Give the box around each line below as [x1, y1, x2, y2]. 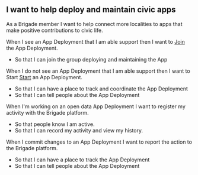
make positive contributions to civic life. [6, 27, 103, 34]
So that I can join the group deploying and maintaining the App [14, 56, 168, 63]
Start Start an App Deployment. [6, 73, 83, 80]
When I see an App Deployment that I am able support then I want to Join [6, 38, 186, 45]
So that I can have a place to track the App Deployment [14, 156, 150, 163]
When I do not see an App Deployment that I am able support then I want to [6, 67, 191, 74]
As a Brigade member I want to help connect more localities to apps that [6, 20, 183, 27]
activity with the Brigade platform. [6, 109, 89, 116]
